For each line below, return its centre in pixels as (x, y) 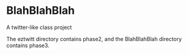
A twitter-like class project (39, 27)
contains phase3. (28, 45)
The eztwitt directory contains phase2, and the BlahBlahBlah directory (94, 39)
